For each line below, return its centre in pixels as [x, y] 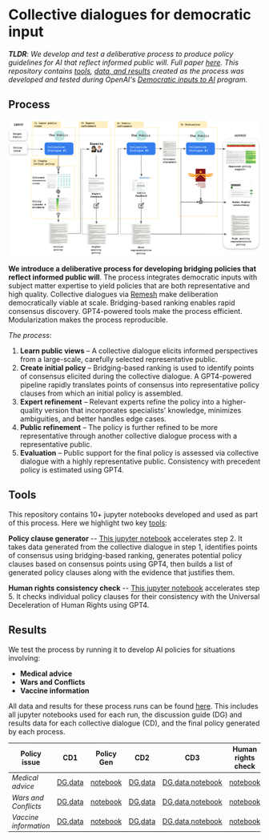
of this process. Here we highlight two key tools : [88, 523]
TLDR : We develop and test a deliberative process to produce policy [121, 54]
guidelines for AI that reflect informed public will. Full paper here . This [123, 62]
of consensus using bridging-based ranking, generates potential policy [125, 555]
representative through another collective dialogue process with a [128, 436]
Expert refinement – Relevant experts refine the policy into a [120, 401]
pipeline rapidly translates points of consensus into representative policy [140, 384]
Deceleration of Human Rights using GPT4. [79, 605]
